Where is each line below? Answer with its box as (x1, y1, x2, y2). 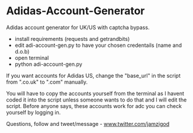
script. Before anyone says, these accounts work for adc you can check (6, 102, 182, 109)
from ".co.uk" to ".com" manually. (6, 78, 88, 85)
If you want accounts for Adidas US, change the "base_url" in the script (6, 72, 181, 79)
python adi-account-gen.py (14, 61, 83, 68)
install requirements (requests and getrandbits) (14, 35, 130, 42)
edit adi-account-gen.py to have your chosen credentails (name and (14, 42, 182, 49)
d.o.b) (14, 47, 30, 55)
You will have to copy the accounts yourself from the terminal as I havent (6, 90, 185, 97)
